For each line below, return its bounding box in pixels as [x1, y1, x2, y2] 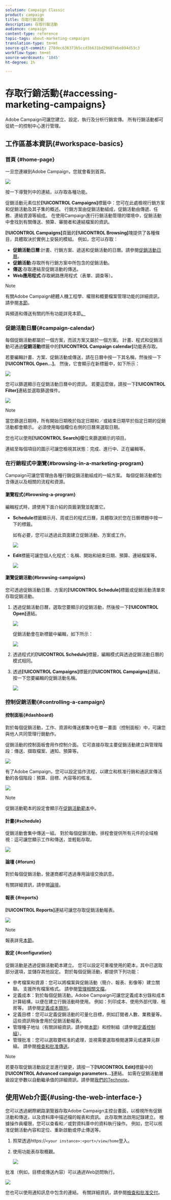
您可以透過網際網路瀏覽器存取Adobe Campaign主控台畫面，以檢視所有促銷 [5, 1108, 162, 1114]
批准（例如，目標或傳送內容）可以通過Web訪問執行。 [5, 1169, 118, 1175]
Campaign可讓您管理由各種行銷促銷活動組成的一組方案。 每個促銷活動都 [5, 472, 158, 478]
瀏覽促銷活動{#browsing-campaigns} [5, 574, 85, 581]
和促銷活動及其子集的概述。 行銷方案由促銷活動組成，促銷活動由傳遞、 [5, 206, 154, 212]
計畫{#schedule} [5, 818, 42, 824]
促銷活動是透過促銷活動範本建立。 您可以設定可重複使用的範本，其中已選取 [5, 962, 163, 968]
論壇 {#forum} [5, 858, 36, 865]
